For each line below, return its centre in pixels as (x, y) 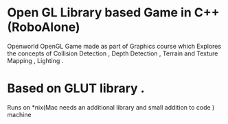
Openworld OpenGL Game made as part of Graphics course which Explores (114, 46)
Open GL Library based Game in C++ (113, 13)
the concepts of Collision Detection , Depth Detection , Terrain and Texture (113, 53)
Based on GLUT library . (76, 89)
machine (20, 114)
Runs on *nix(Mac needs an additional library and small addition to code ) (111, 107)
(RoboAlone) (44, 27)
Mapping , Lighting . (35, 60)
